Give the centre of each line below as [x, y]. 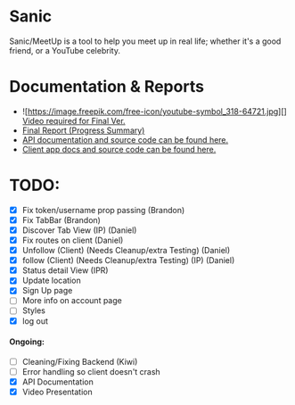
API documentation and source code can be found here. [125, 139]
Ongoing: [27, 342]
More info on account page [72, 301]
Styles [34, 310]
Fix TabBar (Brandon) [61, 219]
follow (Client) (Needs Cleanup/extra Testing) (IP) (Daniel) [128, 260]
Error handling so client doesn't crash [91, 371]
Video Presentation [57, 392]
